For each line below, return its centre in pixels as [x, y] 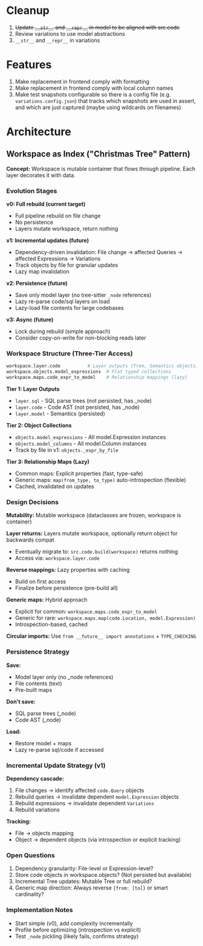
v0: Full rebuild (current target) [46, 204]
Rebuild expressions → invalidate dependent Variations [85, 803]
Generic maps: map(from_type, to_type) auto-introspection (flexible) [100, 480]
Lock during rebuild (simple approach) [63, 332]
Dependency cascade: [35, 778]
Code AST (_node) [38, 720]
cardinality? [29, 894]
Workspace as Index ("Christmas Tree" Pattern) [98, 154]
